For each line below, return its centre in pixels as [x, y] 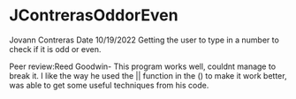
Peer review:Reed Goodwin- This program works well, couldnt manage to [143, 66]
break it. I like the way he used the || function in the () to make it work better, [148, 75]
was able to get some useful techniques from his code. [109, 85]
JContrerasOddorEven [94, 15]
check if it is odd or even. [55, 49]
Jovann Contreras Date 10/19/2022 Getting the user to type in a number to [144, 40]
